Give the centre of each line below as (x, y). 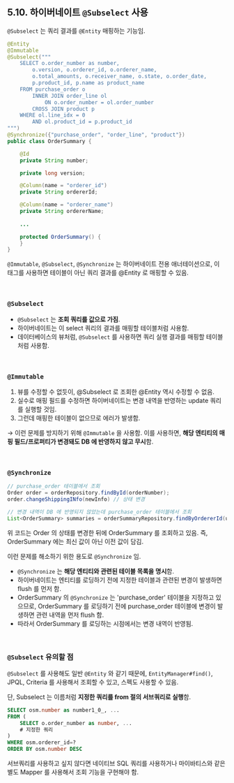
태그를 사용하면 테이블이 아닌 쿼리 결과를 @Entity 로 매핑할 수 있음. (98, 273)
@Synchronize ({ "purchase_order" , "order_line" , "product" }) (96, 135)
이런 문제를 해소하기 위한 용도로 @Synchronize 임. (74, 556)
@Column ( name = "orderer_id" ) (64, 186)
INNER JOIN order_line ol (70, 96)
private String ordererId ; (59, 192)
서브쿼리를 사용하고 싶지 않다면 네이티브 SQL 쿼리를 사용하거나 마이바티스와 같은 (116, 763)
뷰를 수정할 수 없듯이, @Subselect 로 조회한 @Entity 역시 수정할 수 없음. (116, 391)
